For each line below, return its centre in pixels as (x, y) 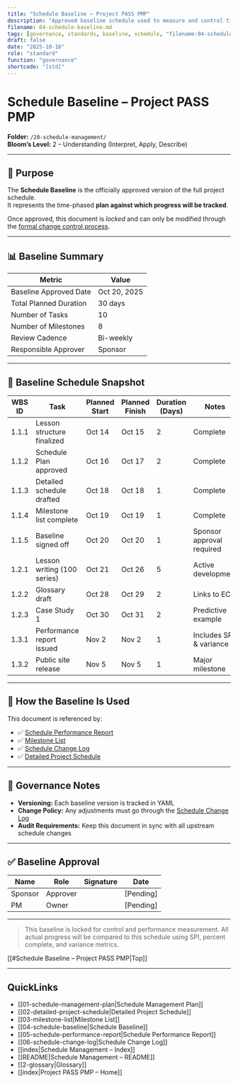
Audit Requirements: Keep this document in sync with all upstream (116, 825)
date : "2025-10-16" (36, 47)
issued (46, 648)
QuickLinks (33, 987)
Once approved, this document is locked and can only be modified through (117, 219)
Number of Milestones (48, 326)
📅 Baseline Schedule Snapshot (76, 382)
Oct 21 (98, 570)
